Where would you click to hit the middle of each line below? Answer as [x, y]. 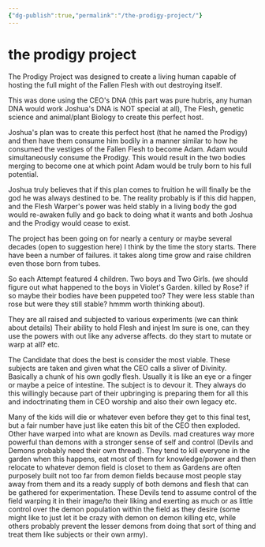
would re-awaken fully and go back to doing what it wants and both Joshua [131, 215]
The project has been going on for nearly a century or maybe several [120, 238]
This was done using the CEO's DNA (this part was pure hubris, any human [130, 100]
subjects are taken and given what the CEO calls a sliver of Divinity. [118, 368]
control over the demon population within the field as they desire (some [124, 509]
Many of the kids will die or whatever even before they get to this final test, [129, 417]
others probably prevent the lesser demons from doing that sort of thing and [132, 526]
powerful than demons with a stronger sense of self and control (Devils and [131, 442]
